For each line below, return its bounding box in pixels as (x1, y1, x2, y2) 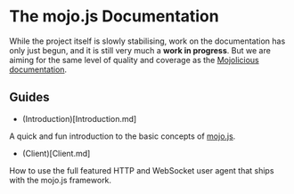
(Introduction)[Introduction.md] (21, 113, 137, 124)
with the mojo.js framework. (9, 174, 112, 185)
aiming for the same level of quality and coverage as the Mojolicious (9, 54, 260, 65)
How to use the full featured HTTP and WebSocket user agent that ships (9, 165, 274, 175)
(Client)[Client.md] (21, 148, 91, 158)
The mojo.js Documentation (9, 6, 220, 27)
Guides (9, 90, 51, 105)
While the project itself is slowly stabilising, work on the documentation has (9, 36, 286, 46)
